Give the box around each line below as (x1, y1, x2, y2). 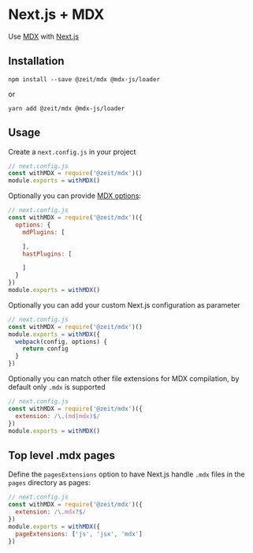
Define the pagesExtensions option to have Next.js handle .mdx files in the (8, 469, 246, 479)
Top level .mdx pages (8, 448, 116, 462)
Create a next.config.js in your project (8, 147, 136, 156)
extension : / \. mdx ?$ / (15, 508, 87, 516)
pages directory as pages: (8, 478, 91, 488)
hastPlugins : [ (22, 250, 73, 258)
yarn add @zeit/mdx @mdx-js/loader (8, 104, 125, 112)
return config (22, 345, 69, 353)
